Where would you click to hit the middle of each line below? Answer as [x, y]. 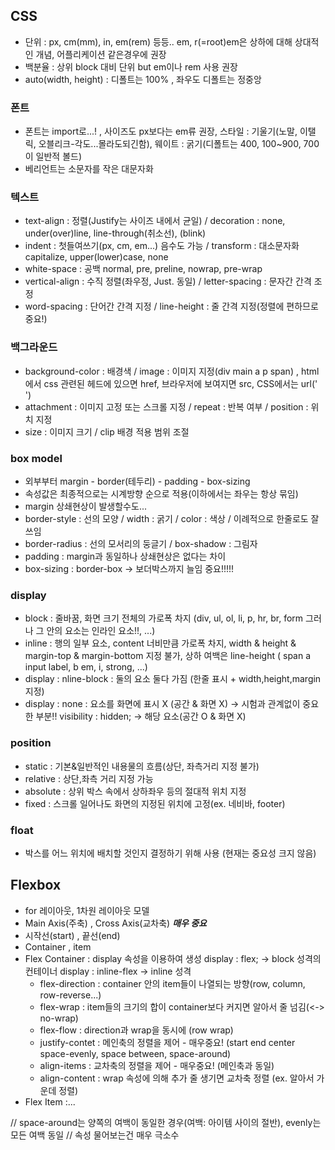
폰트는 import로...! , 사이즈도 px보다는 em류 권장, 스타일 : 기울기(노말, [161, 131]
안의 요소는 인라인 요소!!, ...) [101, 631]
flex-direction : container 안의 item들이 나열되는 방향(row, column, [172, 983]
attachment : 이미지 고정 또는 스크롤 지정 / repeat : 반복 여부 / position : [166, 406]
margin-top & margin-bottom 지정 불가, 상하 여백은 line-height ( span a [168, 656]
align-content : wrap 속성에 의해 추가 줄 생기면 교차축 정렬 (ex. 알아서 [177, 1078]
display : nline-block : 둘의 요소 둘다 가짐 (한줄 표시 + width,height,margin [173, 679]
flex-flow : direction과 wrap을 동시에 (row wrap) [136, 1030]
